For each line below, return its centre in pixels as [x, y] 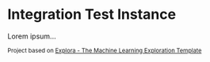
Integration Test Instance [92, 15]
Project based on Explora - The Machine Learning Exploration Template [105, 50]
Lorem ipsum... [32, 36]
